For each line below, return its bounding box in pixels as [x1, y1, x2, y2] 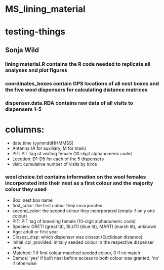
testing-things [5, 26, 66, 38]
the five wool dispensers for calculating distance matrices [5, 86, 148, 93]
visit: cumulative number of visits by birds [12, 161, 97, 167]
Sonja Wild [5, 45, 39, 54]
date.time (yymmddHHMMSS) [12, 140, 74, 146]
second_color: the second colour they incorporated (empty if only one [12, 208, 155, 214]
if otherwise [12, 260, 37, 266]
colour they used [5, 186, 47, 193]
